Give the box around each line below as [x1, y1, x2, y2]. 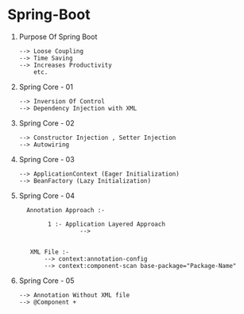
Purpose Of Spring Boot [18, 32, 98, 41]
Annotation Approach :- [26, 206, 105, 214]
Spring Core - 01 [18, 82, 73, 91]
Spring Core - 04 [18, 191, 75, 200]
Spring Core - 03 [18, 154, 75, 164]
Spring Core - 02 [18, 118, 75, 128]
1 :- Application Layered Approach [48, 220, 166, 228]
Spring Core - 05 [18, 276, 75, 285]
